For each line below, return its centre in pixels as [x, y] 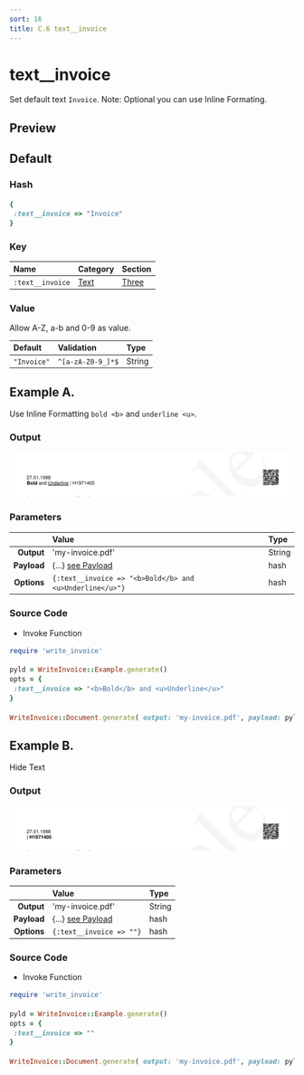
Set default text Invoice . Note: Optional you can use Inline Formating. [138, 100]
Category [96, 269]
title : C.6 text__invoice [58, 29]
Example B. [42, 746]
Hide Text [27, 767]
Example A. [42, 392]
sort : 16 [26, 19]
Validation [77, 347]
